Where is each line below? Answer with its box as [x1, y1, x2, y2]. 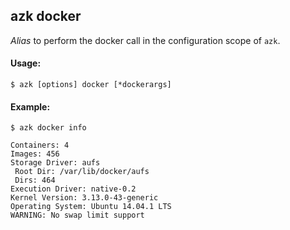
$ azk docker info [10, 123, 87, 133]
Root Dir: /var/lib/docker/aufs [14, 167, 150, 177]
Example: [10, 100, 51, 113]
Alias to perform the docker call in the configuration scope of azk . [10, 34, 281, 46]
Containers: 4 [10, 140, 70, 151]
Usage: [10, 57, 42, 69]
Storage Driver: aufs [10, 158, 101, 168]
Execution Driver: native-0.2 [10, 184, 137, 194]
